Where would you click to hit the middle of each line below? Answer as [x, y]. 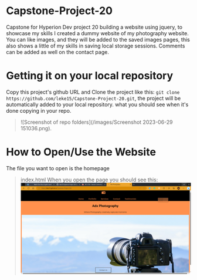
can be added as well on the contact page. [58, 52]
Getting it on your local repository [90, 76]
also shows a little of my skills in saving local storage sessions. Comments [96, 46]
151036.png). [36, 128]
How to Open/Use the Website [81, 152]
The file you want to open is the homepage [58, 168]
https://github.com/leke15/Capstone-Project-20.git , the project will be [94, 98]
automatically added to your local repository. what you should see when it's [97, 104]
